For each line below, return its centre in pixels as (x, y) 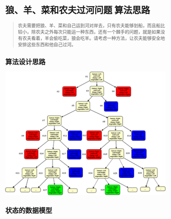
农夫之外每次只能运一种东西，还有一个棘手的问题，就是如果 (98, 31)
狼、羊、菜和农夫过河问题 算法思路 (78, 10)
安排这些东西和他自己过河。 (47, 44)
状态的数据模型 (29, 210)
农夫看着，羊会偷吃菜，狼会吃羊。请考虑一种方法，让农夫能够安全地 (94, 38)
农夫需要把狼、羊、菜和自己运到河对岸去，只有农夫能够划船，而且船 (89, 25)
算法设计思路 (25, 62)
